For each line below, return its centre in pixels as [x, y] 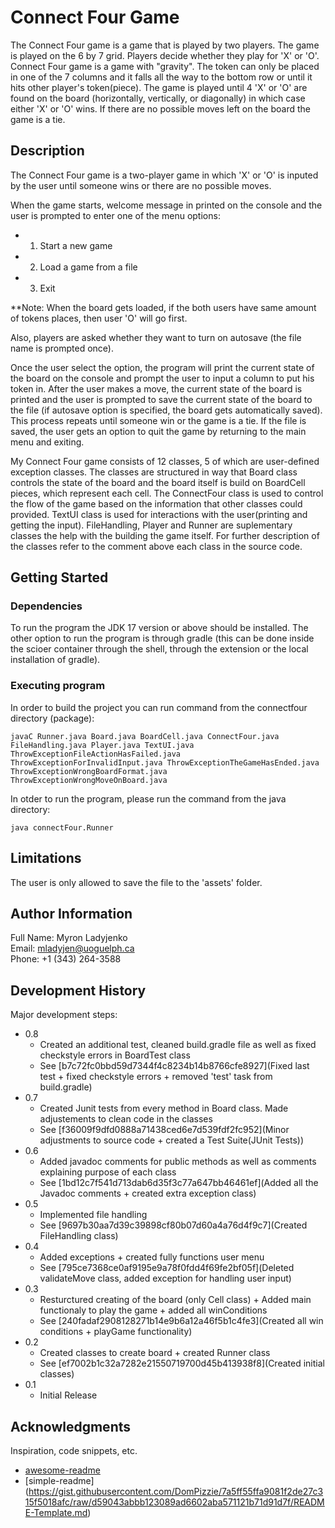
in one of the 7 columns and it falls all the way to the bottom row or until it [161, 77]
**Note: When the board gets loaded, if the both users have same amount [163, 307]
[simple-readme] [59, 1480]
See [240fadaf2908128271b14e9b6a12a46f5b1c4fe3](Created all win [181, 1321]
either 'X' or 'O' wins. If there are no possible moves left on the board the [160, 108]
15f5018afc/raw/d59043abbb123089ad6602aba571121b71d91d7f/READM [174, 1502]
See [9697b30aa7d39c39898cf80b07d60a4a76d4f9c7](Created [173, 1225]
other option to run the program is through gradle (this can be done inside [162, 638]
